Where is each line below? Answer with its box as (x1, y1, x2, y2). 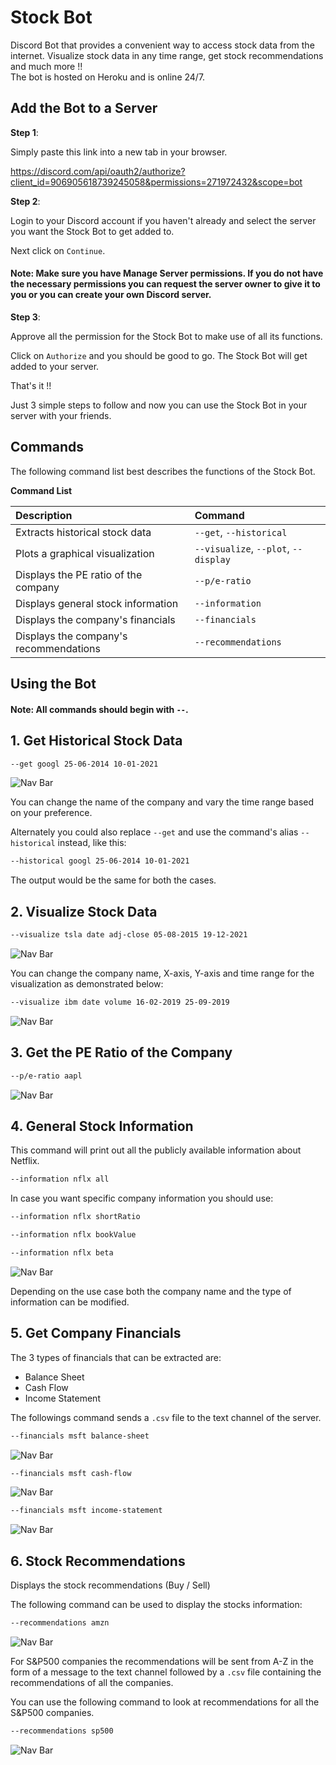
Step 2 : (10, 195, 41, 207)
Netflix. (10, 1155, 40, 1167)
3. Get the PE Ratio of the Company (10, 1044, 233, 1061)
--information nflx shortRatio (10, 1212, 141, 1222)
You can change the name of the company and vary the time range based (10, 796, 315, 808)
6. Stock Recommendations (10, 1552, 186, 1570)
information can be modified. (10, 1296, 130, 1308)
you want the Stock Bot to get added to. (10, 225, 175, 237)
